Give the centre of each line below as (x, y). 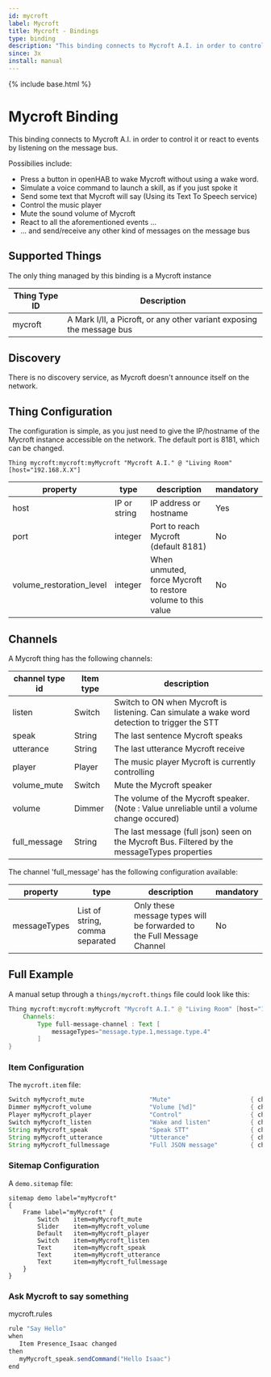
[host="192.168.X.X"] (45, 470)
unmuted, (169, 570)
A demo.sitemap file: (41, 1183)
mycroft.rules (30, 1314)
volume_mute (38, 786)
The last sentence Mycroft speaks (179, 735)
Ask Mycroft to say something (69, 1296)
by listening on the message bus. (63, 147)
